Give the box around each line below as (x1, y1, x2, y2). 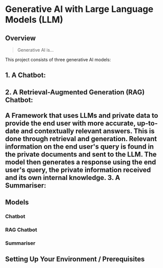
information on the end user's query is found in (5, 142, 154, 151)
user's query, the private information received (5, 166, 151, 174)
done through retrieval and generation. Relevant (5, 134, 157, 143)
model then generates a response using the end (5, 158, 157, 166)
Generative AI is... (17, 47, 54, 53)
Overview (5, 34, 36, 42)
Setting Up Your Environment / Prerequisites (5, 255, 145, 264)
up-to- (137, 119, 158, 127)
